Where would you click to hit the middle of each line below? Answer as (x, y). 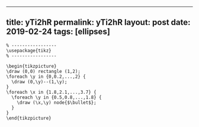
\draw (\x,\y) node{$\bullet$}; (57, 102)
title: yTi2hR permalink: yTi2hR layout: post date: (98, 22)
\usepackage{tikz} (29, 50)
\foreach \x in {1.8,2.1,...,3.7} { (51, 92)
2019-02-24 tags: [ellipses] (58, 32)
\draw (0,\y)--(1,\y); (39, 82)
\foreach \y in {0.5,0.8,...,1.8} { (57, 97)
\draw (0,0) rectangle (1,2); (44, 71)
